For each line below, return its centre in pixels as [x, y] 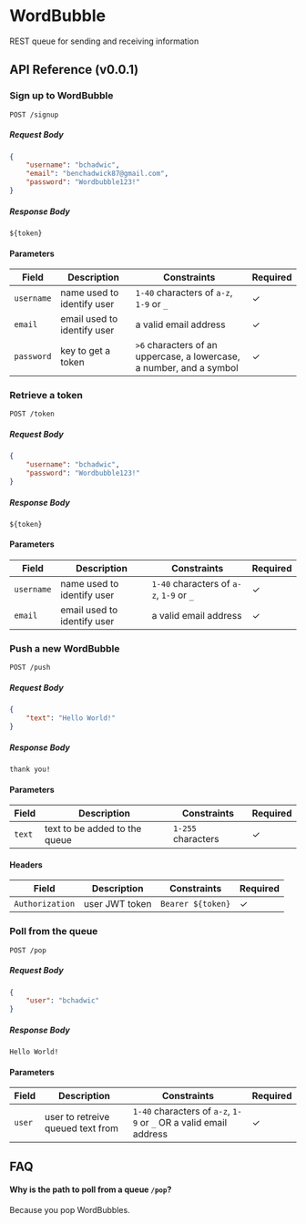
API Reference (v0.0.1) [74, 70]
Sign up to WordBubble [61, 96]
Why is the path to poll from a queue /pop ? [91, 1189]
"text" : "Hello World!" [71, 718]
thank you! [30, 769]
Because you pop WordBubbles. [70, 1210]
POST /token [32, 414]
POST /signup [34, 115]
